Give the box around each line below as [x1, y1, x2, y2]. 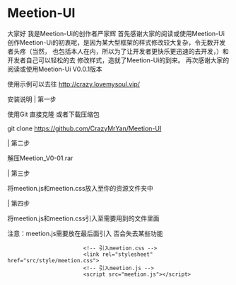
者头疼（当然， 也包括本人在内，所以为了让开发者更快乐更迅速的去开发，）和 [7, 47, 229, 55]
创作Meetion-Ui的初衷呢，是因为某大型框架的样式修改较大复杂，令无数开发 [7, 38, 226, 47]
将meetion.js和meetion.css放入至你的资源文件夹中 [7, 184, 154, 192]
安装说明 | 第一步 [7, 94, 57, 104]
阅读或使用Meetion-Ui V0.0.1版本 [7, 65, 102, 73]
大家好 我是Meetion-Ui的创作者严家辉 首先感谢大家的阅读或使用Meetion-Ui [7, 29, 225, 38]
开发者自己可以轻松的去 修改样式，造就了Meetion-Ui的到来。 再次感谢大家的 [7, 55, 230, 65]
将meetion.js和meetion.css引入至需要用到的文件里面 [7, 214, 160, 223]
